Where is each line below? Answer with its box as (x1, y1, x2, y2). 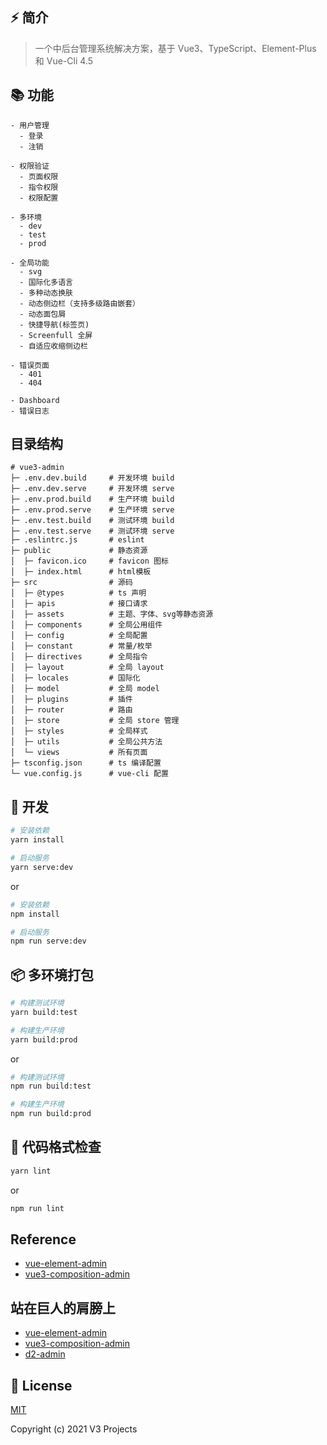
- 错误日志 (10, 406, 50, 416)
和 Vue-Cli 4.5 (34, 54, 93, 67)
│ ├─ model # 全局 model (10, 684, 160, 694)
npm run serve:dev (10, 936, 87, 947)
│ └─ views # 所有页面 (10, 748, 148, 758)
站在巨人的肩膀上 (10, 1299, 116, 1317)
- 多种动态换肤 (19, 288, 73, 298)
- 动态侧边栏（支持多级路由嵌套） (19, 298, 141, 308)
